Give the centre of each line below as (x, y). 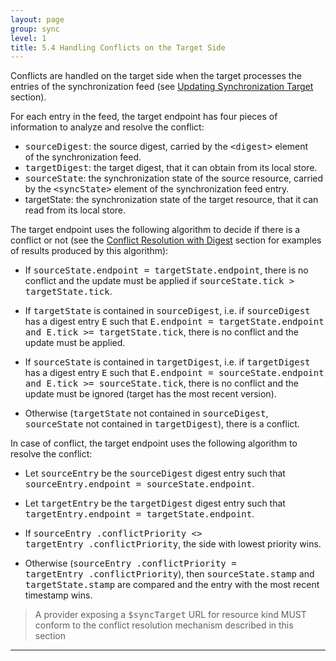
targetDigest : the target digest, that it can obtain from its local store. (171, 168)
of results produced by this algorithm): (89, 251)
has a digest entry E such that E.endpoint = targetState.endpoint (174, 322)
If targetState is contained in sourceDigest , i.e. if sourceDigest (167, 311)
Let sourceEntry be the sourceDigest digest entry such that (155, 473)
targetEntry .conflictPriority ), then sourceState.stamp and (169, 574)
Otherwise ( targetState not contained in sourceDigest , (146, 413)
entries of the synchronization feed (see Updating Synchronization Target (162, 87)
